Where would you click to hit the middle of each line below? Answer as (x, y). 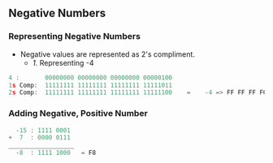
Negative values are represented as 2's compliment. (107, 54)
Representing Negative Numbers (74, 36)
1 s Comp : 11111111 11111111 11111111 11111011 (91, 85)
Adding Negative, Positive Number (78, 114)
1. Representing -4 (63, 62)
